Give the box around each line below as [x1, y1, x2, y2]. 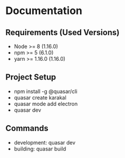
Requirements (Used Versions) [5, 28, 120, 37]
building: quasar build [13, 145, 67, 152]
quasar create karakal [13, 94, 67, 101]
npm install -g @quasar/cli [13, 88, 78, 95]
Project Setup [5, 72, 57, 83]
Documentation [5, 4, 83, 18]
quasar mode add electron [13, 100, 78, 107]
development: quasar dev [13, 139, 76, 146]
